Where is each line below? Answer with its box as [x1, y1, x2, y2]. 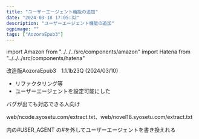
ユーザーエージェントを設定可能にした [15, 87, 111, 95]
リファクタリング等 [15, 80, 64, 87]
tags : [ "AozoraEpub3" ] [6, 32, 64, 38]
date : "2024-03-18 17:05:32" [6, 15, 80, 21]
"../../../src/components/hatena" [6, 55, 85, 62]
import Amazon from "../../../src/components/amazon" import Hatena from [6, 48, 191, 55]
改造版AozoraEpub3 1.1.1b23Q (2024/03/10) [6, 67, 119, 75]
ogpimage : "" [6, 25, 39, 32]
